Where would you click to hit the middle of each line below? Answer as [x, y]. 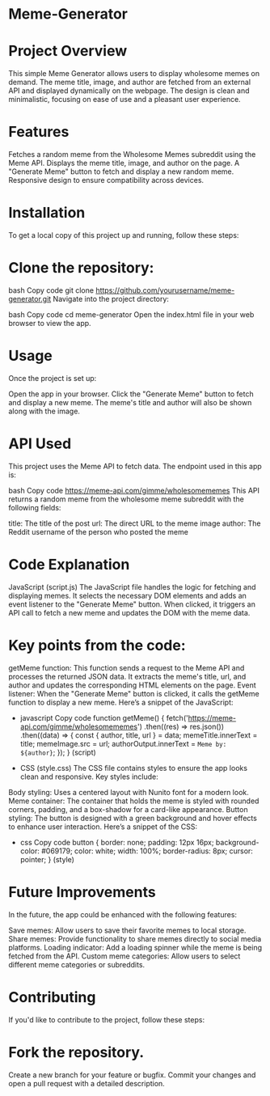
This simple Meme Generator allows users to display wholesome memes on [134, 74]
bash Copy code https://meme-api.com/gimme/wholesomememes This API [134, 490]
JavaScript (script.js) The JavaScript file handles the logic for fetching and [132, 586]
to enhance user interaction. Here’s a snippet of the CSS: [103, 827]
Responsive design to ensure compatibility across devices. [106, 180]
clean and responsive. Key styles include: [89, 777]
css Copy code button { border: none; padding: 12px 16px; [117, 842]
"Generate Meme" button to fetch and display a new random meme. [121, 171]
